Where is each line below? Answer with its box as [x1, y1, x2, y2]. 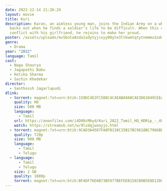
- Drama [9, 44, 26, 49]
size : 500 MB [14, 104, 41, 109]
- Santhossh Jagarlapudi [9, 86, 61, 91]
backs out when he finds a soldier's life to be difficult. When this [9, 26, 159, 31]
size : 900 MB [14, 137, 41, 142]
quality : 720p [14, 132, 43, 137]
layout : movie [5, 12, 35, 17]
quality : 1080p [14, 174, 46, 179]
